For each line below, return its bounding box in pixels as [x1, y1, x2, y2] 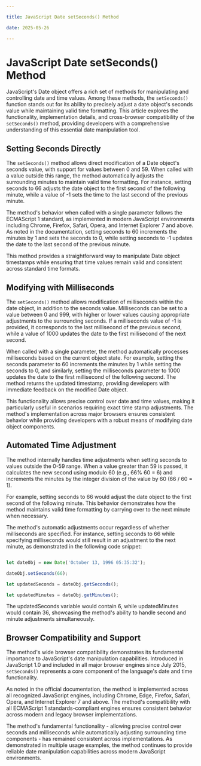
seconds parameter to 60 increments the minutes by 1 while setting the [6, 361, 181, 368]
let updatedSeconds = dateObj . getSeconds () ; [6, 581, 119, 587]
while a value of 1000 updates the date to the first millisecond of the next [6, 330, 186, 338]
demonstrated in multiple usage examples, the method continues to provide [6, 742, 193, 749]
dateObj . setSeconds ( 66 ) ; [6, 570, 68, 577]
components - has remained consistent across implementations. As [6, 736, 172, 743]
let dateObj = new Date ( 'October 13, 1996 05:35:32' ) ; [6, 559, 146, 565]
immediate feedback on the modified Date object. [6, 386, 129, 393]
